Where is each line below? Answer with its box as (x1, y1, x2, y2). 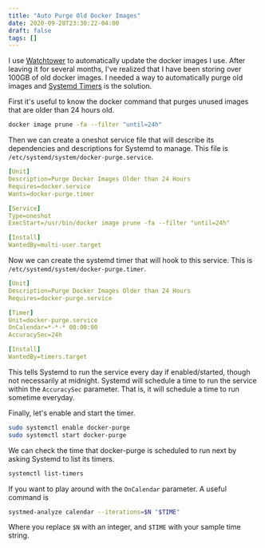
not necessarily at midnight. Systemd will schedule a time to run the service (8, 375, 257, 385)
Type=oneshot (8, 212, 52, 220)
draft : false (8, 26, 52, 34)
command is (8, 492, 49, 502)
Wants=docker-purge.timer (8, 189, 94, 198)
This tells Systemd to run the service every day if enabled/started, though (8, 367, 251, 376)
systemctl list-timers (8, 469, 84, 478)
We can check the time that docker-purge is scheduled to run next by (8, 445, 237, 455)
